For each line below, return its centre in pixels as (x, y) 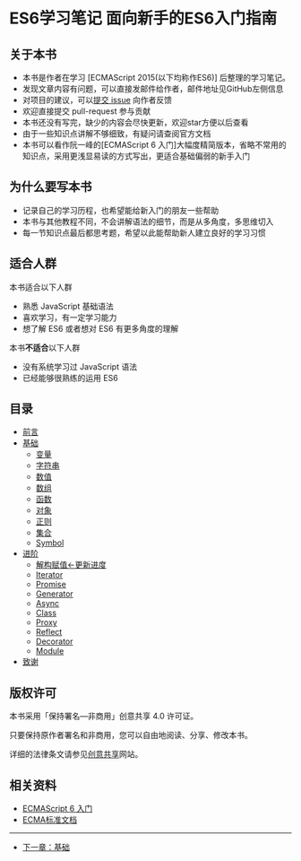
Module (50, 651)
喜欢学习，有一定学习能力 (69, 317)
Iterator (49, 575)
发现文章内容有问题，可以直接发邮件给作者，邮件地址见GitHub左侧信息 (153, 89)
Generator (54, 594)
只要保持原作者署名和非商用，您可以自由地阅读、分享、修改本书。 (131, 735)
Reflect (49, 632)
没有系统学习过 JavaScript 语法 (79, 366)
